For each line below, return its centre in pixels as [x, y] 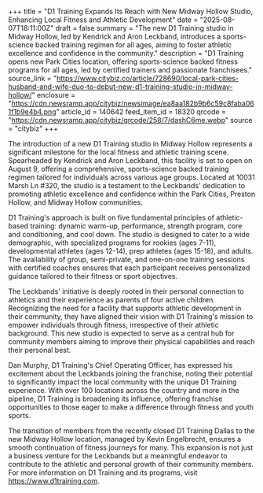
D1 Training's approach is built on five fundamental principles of [111, 217]
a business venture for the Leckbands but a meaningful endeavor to [118, 456]
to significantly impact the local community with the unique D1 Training [122, 382]
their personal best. [40, 350]
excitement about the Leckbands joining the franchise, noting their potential [130, 374]
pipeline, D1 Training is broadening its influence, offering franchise [115, 398]
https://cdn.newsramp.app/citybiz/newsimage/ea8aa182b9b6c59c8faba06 [133, 103]
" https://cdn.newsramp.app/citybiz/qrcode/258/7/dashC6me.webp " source [130, 120]
